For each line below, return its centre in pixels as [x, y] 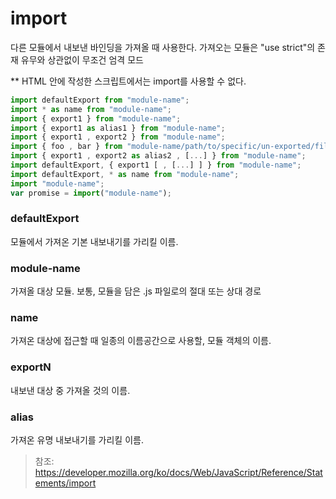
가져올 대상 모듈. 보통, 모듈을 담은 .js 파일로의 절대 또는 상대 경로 [136, 291]
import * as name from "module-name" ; [91, 109]
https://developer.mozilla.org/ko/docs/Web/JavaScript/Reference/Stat [178, 473]
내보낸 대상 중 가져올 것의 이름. [70, 390]
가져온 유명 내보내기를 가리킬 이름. [77, 440]
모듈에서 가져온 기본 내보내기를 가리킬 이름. [94, 241]
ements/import [65, 483]
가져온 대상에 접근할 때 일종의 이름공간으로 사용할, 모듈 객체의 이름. [141, 341]
